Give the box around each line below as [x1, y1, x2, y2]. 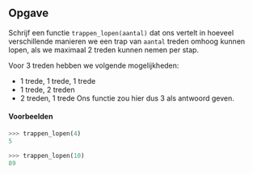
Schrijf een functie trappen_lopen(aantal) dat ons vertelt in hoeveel [8, 27, 234, 37]
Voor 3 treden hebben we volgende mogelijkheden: [8, 60, 179, 70]
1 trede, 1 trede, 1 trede [19, 76, 96, 85]
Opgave [8, 6, 49, 20]
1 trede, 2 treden [19, 85, 75, 94]
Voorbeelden [8, 112, 53, 122]
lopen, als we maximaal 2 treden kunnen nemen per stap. [8, 44, 200, 55]
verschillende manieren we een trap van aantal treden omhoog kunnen [8, 36, 246, 46]
